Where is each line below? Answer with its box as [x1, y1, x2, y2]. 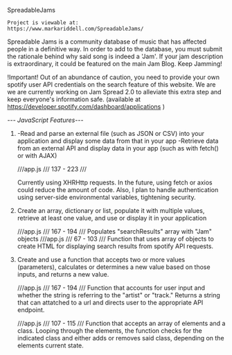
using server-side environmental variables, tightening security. [17, 193, 196, 201]
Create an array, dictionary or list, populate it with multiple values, [17, 207, 205, 214]
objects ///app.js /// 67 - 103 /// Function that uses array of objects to [17, 235, 215, 243]
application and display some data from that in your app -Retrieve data [17, 137, 219, 145]
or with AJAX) [17, 152, 57, 159]
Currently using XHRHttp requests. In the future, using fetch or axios [17, 178, 213, 187]
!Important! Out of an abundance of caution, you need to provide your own [7, 73, 220, 81]
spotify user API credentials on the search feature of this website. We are [7, 80, 216, 89]
